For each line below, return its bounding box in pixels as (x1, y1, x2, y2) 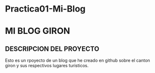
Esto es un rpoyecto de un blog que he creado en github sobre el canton (5, 58, 151, 63)
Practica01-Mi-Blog (5, 3, 86, 15)
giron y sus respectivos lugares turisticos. (5, 63, 89, 69)
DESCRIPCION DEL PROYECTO (5, 44, 100, 53)
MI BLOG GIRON (5, 26, 70, 37)
